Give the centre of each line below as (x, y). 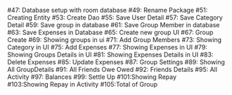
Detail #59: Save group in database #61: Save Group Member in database (114, 25)
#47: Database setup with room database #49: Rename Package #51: (108, 10)
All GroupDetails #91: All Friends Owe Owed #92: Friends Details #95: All (112, 70)
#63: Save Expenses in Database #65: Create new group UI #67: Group (110, 32)
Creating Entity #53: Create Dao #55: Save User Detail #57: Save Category (115, 17)
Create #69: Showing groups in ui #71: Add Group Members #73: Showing (115, 40)
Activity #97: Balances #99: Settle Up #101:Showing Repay (92, 77)
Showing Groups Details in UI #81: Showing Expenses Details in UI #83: (110, 54)
